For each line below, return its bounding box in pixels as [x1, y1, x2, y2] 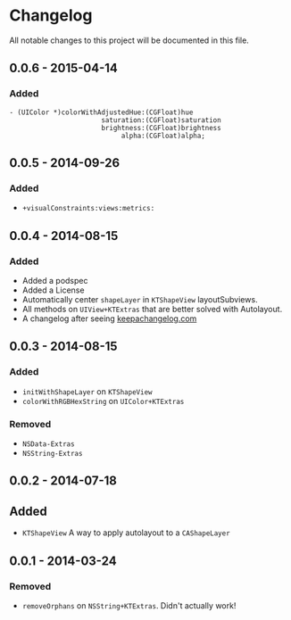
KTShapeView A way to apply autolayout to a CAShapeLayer [21, 527, 230, 538]
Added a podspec [21, 276, 88, 285]
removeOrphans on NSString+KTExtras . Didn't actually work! [21, 599, 237, 611]
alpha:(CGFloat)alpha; [121, 131, 205, 140]
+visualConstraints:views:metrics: [21, 204, 155, 213]
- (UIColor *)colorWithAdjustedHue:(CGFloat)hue [9, 108, 194, 117]
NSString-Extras [21, 449, 83, 458]
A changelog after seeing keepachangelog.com [21, 313, 197, 324]
